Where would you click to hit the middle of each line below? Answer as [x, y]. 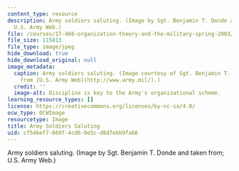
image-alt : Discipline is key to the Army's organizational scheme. [117, 93]
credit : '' [30, 87]
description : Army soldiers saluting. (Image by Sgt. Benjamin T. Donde [117, 21]
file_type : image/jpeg [41, 47]
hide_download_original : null [52, 60]
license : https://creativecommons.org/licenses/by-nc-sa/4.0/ [101, 106]
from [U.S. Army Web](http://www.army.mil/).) [90, 80]
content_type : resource [43, 14]
